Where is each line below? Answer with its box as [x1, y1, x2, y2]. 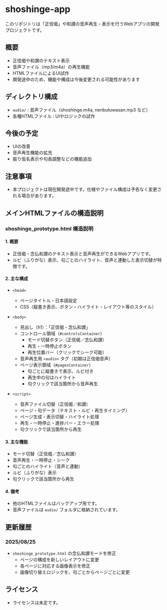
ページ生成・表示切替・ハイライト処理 [20, 414, 99, 420]
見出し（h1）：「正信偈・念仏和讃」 [20, 324, 91, 330]
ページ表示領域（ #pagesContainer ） [20, 362, 94, 368]
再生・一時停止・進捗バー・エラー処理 [20, 420, 99, 426]
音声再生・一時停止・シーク [12, 457, 70, 463]
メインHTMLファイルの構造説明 [5, 209, 104, 217]
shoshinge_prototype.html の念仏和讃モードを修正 [12, 550, 116, 556]
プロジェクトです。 [5, 27, 45, 33]
